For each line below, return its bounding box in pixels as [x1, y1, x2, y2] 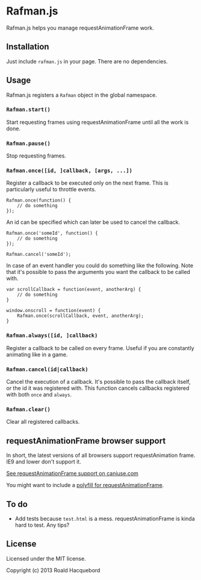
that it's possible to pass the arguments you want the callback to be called [6, 269, 191, 276]
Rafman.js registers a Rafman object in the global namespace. [6, 91, 158, 98]
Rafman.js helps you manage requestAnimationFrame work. [6, 24, 155, 31]
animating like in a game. [6, 351, 68, 358]
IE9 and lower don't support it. [6, 458, 81, 465]
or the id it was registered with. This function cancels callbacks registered [6, 384, 190, 392]
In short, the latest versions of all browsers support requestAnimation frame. [6, 451, 196, 459]
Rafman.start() [6, 106, 51, 113]
